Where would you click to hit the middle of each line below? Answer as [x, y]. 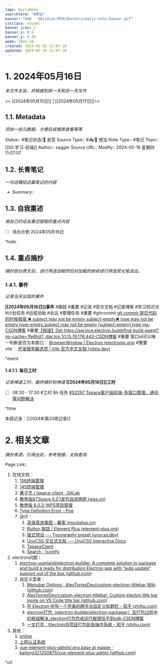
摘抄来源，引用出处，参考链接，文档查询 [46, 455]
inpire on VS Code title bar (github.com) [67, 600]
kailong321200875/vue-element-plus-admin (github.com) [78, 653]
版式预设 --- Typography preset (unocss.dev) [72, 535]
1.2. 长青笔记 [24, 169]
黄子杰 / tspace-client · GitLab [49, 493]
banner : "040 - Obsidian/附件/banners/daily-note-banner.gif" [69, 19]
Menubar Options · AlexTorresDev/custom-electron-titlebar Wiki [91, 585]
